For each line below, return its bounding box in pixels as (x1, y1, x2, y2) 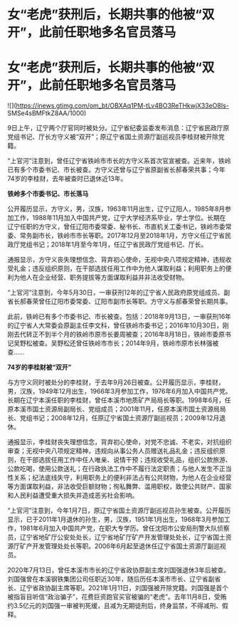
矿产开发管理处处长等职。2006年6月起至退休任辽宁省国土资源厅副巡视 (19, 542, 226, 550)
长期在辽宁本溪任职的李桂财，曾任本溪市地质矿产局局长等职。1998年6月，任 (7, 396, 231, 404)
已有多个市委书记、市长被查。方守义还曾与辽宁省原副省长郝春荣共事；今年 (7, 165, 225, 174)
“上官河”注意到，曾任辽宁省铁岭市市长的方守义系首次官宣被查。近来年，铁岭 (7, 157, 231, 165)
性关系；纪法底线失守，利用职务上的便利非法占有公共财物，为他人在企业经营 (7, 473, 232, 482)
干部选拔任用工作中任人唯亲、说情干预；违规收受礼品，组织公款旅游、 (26, 456, 232, 464)
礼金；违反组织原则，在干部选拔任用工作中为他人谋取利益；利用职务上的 (13, 264, 225, 273)
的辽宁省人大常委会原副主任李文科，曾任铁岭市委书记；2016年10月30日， (7, 321, 223, 330)
